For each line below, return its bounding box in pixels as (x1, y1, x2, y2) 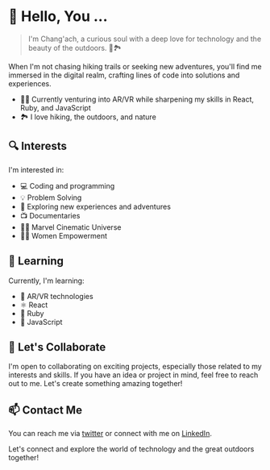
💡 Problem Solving (19, 193, 82, 202)
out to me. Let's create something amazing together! (8, 379, 183, 389)
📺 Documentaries (19, 210, 81, 220)
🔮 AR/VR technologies (19, 291, 94, 301)
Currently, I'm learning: (8, 276, 85, 285)
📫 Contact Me (8, 403, 83, 417)
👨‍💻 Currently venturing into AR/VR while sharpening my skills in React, (19, 94, 255, 104)
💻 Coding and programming (19, 181, 115, 190)
